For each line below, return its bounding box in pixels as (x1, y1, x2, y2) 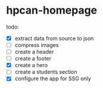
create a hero (14, 62, 48, 69)
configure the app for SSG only (14, 75, 91, 82)
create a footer (14, 55, 52, 62)
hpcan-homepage (6, 4, 98, 17)
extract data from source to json (14, 34, 94, 42)
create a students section (14, 68, 77, 76)
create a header (14, 48, 54, 55)
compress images (14, 42, 59, 48)
